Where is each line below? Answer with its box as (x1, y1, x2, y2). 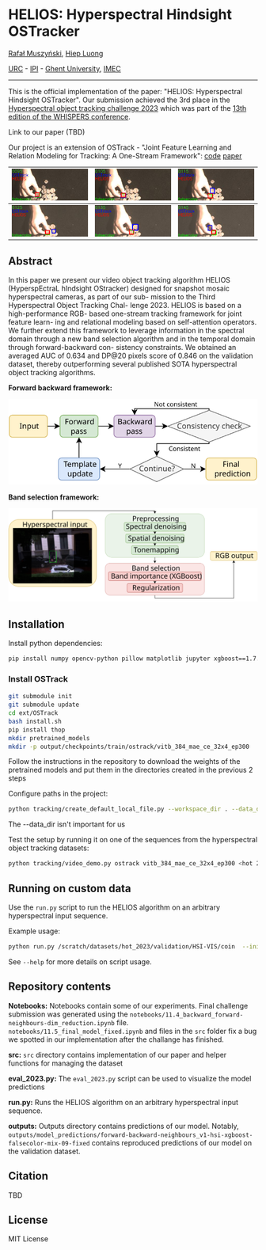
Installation (8, 617, 65, 631)
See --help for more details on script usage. (8, 956, 152, 967)
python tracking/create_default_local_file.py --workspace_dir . (8, 805, 228, 813)
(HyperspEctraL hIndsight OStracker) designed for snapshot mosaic (8, 283, 230, 293)
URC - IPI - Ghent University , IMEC (8, 63, 121, 73)
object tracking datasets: (8, 843, 89, 853)
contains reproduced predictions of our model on (91, 1138, 252, 1147)
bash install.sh (8, 717, 62, 725)
